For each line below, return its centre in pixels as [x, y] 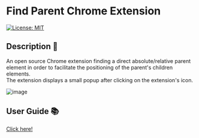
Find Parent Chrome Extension [84, 11]
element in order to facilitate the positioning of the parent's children [89, 67]
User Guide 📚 [33, 111]
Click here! [19, 129]
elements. [19, 74]
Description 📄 [32, 46]
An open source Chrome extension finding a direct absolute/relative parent [99, 61]
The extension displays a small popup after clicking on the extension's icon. [100, 80]
